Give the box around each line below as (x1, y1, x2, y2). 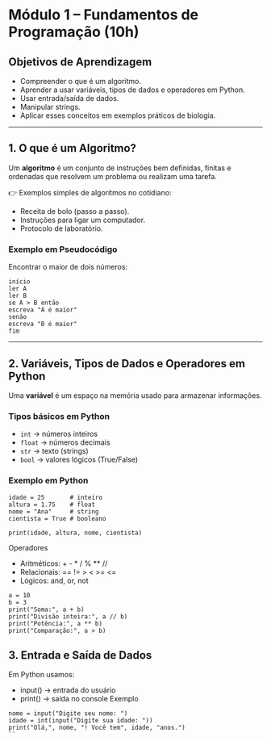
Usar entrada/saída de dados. (19, 94, 119, 103)
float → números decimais (19, 437, 110, 447)
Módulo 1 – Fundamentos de (8, 6, 199, 24)
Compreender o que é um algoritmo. (19, 77, 141, 86)
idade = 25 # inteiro (8, 493, 103, 501)
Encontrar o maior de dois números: (8, 262, 127, 272)
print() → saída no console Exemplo (19, 694, 139, 704)
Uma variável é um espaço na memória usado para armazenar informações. (8, 390, 262, 400)
